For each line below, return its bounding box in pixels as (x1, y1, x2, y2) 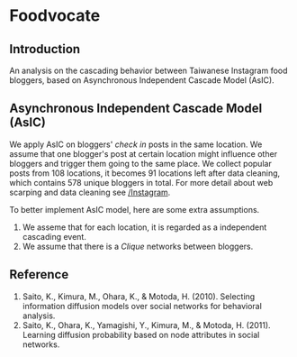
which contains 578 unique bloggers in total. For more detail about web (9, 177, 274, 188)
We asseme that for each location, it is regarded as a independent (22, 222, 267, 233)
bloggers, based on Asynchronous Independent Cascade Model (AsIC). (9, 75, 274, 86)
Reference (9, 267, 69, 282)
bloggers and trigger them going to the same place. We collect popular (9, 158, 272, 169)
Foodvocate (9, 5, 101, 26)
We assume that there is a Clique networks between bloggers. (22, 241, 254, 252)
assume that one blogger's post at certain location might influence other (9, 148, 277, 159)
